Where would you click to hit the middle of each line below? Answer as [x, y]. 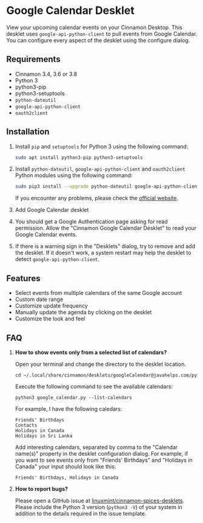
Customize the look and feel [50, 319]
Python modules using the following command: [74, 175]
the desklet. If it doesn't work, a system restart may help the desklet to [103, 253]
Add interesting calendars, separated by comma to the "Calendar [96, 447]
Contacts [26, 425]
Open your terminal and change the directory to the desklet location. [101, 364]
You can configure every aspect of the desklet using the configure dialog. [98, 40]
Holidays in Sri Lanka [44, 436]
